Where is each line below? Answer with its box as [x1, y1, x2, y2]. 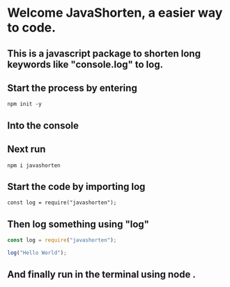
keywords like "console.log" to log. [7, 58, 164, 71]
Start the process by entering [7, 82, 137, 94]
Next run [7, 143, 46, 155]
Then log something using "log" [7, 218, 150, 230]
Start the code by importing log [7, 180, 146, 193]
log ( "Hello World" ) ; [7, 249, 68, 256]
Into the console [7, 119, 79, 131]
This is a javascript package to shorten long [7, 47, 201, 59]
